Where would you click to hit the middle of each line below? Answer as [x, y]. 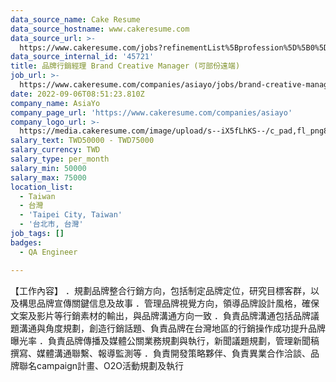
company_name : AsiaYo [55, 103]
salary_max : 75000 [48, 177]
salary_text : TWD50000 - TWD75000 [82, 141]
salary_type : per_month [60, 159]
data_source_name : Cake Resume [75, 19]
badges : [26, 242]
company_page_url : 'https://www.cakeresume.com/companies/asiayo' [151, 112]
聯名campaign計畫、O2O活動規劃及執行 [101, 365]
